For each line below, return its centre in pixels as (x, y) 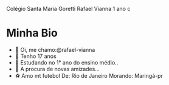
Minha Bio (32, 33)
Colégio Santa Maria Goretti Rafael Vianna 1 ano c (68, 9)
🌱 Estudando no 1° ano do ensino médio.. (67, 62)
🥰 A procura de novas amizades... (57, 69)
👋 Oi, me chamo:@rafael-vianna (55, 49)
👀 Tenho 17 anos (36, 56)
